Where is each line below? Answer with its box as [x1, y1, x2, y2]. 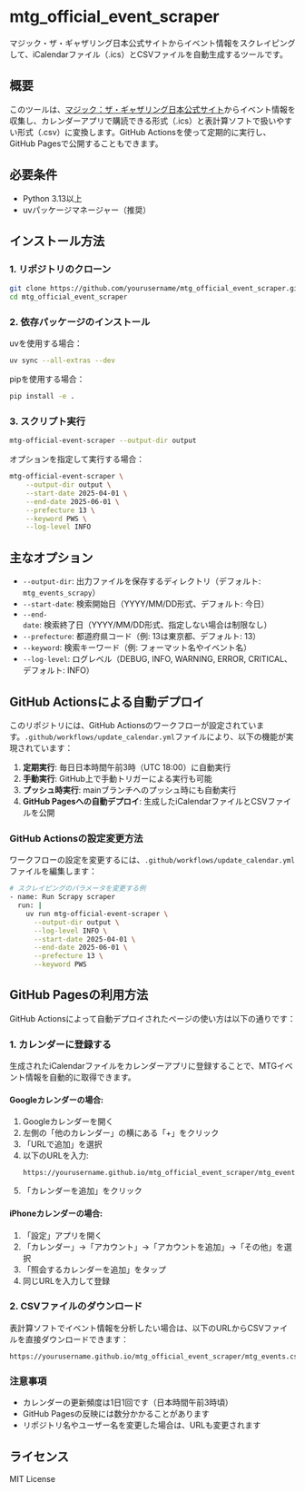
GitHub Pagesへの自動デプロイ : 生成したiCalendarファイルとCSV [22, 795, 268, 806]
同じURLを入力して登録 [22, 1275, 111, 1286]
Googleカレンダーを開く [22, 1116, 114, 1127]
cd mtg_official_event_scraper [9, 292, 128, 301]
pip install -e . [9, 392, 75, 401]
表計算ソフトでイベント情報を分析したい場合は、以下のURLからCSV [9, 1322, 265, 1333]
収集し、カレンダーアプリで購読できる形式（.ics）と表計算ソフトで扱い [9, 115, 277, 126]
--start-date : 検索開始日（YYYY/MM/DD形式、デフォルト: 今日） [22, 598, 270, 609]
